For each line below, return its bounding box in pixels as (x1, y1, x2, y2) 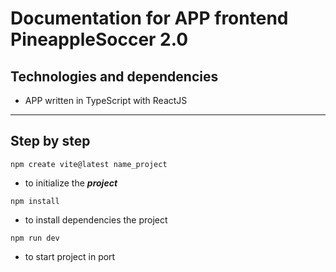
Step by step (10, 133, 91, 150)
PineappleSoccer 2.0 (10, 28, 189, 51)
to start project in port (24, 250, 116, 262)
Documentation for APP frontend (10, 7, 289, 30)
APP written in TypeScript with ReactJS (24, 95, 188, 106)
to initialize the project (24, 177, 118, 189)
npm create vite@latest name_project (10, 159, 168, 169)
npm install (10, 196, 60, 206)
